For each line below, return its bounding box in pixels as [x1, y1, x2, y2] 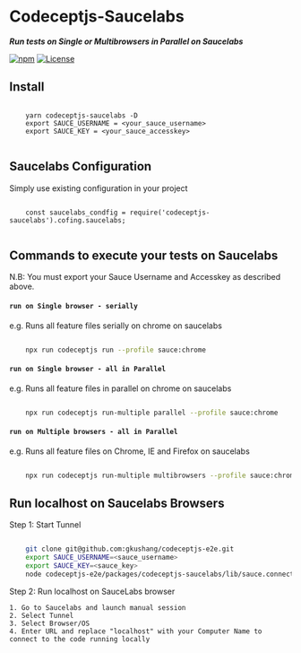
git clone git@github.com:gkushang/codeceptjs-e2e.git [25, 544, 235, 553]
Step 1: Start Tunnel [9, 519, 82, 530]
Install [9, 79, 45, 95]
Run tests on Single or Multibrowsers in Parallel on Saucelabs [9, 36, 244, 47]
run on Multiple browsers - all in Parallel [9, 428, 178, 437]
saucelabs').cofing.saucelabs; [9, 215, 126, 225]
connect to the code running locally [9, 634, 150, 643]
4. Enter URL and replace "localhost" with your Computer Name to [9, 626, 262, 636]
